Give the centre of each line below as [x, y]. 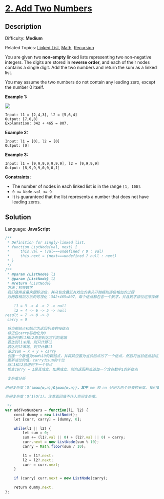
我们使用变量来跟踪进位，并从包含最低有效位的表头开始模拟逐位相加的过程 [71, 292]
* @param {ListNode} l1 [31, 274]
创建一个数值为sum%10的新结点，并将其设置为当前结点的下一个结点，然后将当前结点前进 [83, 356]
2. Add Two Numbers [49, 9]
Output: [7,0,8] [21, 119]
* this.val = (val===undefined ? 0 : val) [55, 252]
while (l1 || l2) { [32, 428]
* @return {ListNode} [29, 283]
